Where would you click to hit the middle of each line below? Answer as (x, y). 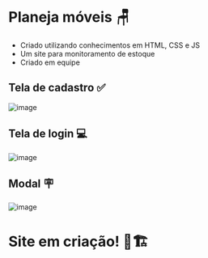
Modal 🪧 (31, 183)
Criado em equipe (50, 62)
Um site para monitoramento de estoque (87, 53)
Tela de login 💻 (48, 134)
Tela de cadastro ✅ (57, 88)
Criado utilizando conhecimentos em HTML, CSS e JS (110, 45)
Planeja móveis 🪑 (69, 17)
